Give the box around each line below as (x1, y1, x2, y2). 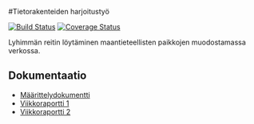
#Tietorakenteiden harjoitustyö (8, 7, 110, 16)
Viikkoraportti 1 (19, 99, 69, 108)
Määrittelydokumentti (19, 90, 90, 99)
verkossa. (8, 46, 41, 55)
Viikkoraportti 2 (19, 107, 71, 116)
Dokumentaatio (8, 69, 87, 83)
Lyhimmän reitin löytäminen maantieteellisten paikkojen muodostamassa (8, 37, 246, 47)
